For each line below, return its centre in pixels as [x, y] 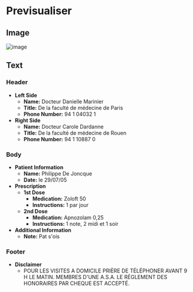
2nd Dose [36, 211]
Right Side [27, 120]
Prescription [30, 186]
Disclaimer [28, 265]
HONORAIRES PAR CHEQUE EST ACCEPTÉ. [76, 283]
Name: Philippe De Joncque [58, 173]
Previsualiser [39, 11]
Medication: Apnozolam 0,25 [68, 218]
